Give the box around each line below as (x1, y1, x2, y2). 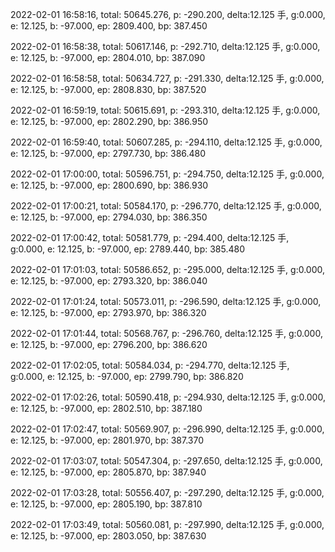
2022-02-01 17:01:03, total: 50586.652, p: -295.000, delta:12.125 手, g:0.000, (10, 264, 326, 275)
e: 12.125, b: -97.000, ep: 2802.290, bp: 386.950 (10, 116, 209, 127)
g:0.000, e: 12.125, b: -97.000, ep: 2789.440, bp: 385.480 (10, 243, 246, 255)
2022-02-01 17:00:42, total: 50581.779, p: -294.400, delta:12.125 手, (10, 232, 290, 243)
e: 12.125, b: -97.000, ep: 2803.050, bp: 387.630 (10, 530, 207, 542)
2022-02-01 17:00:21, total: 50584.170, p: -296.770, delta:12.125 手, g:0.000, (10, 200, 322, 212)
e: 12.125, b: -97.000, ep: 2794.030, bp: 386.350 (10, 211, 208, 223)
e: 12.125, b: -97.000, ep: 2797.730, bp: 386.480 (10, 148, 207, 159)
